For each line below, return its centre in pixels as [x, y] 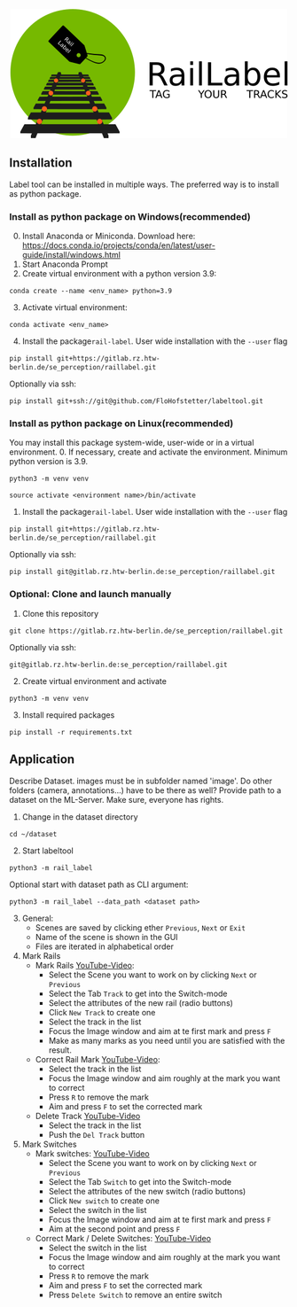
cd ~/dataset [33, 834]
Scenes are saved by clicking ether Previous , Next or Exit [141, 927]
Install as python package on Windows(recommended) [130, 216]
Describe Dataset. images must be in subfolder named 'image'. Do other [141, 781]
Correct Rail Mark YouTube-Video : [98, 1059]
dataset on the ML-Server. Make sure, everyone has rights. [117, 799]
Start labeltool [47, 851]
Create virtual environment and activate [94, 681]
